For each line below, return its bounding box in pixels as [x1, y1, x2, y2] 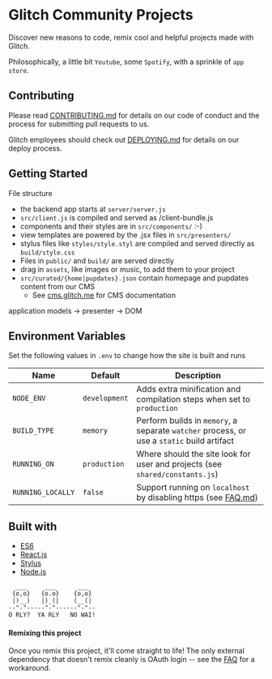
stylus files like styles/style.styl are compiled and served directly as [19, 238, 255, 248]
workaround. [8, 663, 51, 673]
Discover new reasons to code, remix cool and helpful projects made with [8, 32, 254, 42]
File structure [8, 188, 53, 198]
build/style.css [19, 249, 75, 257]
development [82, 394, 129, 403]
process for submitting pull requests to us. [8, 119, 150, 129]
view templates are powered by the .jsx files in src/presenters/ [19, 229, 232, 240]
